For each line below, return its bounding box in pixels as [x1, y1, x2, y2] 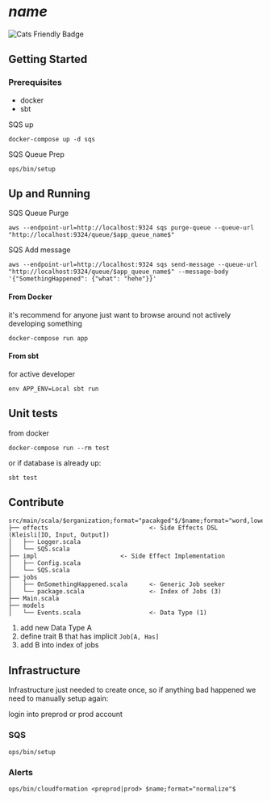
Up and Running [8, 187, 91, 200]
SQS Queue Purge [8, 209, 69, 218]
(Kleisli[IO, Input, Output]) [8, 531, 110, 539]
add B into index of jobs [19, 640, 99, 650]
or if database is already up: [8, 457, 102, 467]
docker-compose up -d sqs [8, 135, 95, 143]
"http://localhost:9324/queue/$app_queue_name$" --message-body [8, 268, 229, 276]
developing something [8, 318, 83, 328]
